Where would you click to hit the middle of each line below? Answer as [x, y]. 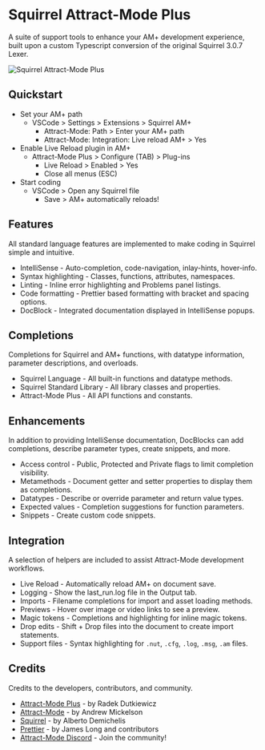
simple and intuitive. [41, 252]
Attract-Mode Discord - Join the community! [93, 737]
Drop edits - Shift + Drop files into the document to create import [126, 626]
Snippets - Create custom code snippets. [88, 515]
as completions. [46, 490]
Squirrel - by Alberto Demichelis [73, 720]
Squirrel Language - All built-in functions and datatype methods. [126, 379]
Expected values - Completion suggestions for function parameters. [132, 507]
